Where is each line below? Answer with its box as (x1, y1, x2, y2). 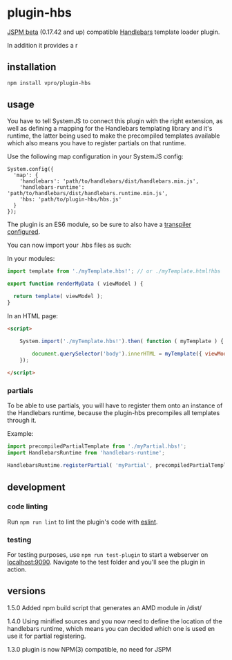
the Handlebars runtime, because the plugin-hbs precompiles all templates (7, 409, 220, 417)
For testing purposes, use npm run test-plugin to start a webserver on (7, 551, 209, 559)
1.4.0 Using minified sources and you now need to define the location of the (7, 617, 222, 625)
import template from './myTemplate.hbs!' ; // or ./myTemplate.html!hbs (7, 268, 221, 275)
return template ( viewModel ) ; (13, 293, 104, 300)
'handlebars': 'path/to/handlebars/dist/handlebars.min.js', (19, 178, 199, 185)
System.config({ (7, 166, 54, 173)
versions (7, 585, 46, 597)
